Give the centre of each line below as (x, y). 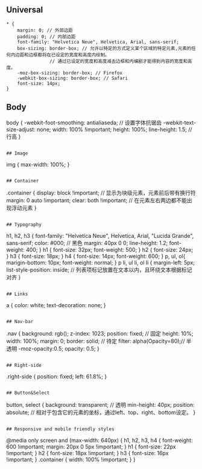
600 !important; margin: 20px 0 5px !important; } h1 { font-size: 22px (91, 447)
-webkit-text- (180, 123)
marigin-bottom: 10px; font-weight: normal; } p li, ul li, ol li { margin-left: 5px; (100, 263)
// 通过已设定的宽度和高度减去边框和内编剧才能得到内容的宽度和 (118, 61)
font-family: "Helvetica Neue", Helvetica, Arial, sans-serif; (98, 42)
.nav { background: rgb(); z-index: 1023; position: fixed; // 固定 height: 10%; (100, 333)
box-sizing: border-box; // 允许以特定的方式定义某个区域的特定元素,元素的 (104, 48)
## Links (17, 294)
